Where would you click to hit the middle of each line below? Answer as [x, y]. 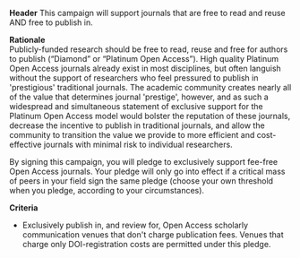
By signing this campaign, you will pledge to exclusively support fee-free [144, 162]
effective [26, 144]
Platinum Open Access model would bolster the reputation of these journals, [150, 116]
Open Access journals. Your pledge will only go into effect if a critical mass [147, 171]
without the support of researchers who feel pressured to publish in [134, 78]
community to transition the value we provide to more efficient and [132, 135]
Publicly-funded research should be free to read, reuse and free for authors [149, 49]
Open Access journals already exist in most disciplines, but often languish [146, 68]
